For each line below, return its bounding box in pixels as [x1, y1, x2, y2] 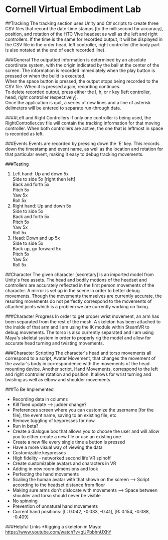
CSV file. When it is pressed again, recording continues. [5, 83, 121, 89]
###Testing [5, 161, 29, 167]
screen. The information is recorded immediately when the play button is [5, 67, 155, 74]
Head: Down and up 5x [12, 235, 60, 241]
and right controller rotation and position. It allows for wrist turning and [5, 371, 151, 377]
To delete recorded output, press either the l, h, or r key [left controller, [5, 89, 151, 95]
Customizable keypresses [12, 449, 66, 455]
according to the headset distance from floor [12, 482, 105, 488]
